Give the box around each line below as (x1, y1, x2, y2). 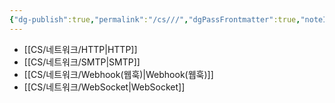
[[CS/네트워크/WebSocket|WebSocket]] (23, 81, 186, 93)
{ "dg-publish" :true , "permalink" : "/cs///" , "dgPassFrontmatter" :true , (9, 14, 301, 25)
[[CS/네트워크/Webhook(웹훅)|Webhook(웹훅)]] (23, 68, 214, 80)
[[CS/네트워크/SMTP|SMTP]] (23, 56, 141, 68)
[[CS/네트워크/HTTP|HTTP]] (23, 43, 138, 55)
